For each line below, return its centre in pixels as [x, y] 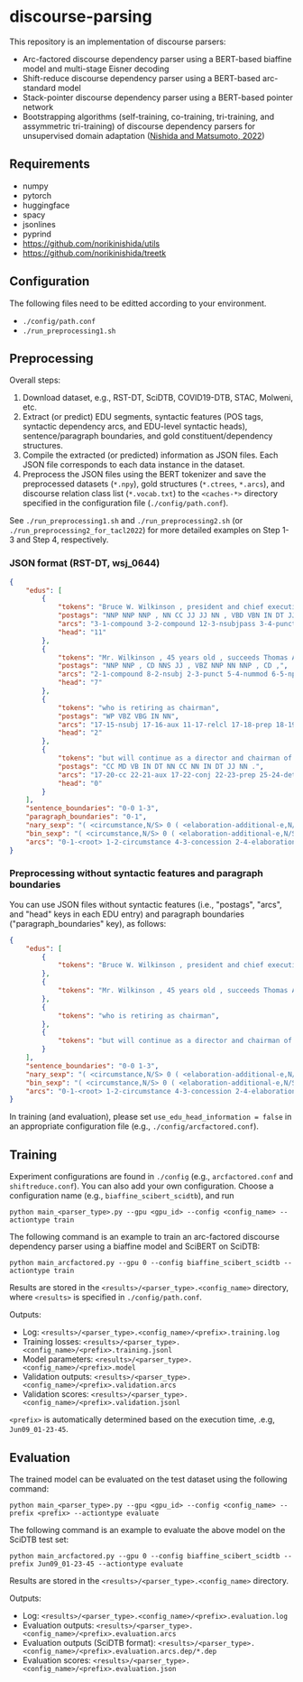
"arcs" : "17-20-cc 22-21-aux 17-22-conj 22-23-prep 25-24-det [177, 775]
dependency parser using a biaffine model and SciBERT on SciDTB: [135, 1246]
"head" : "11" [82, 632]
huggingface [46, 205]
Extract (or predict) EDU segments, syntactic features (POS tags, [143, 417]
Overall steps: [35, 380]
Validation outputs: [57, 1377]
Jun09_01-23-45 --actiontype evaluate [110, 1564]
